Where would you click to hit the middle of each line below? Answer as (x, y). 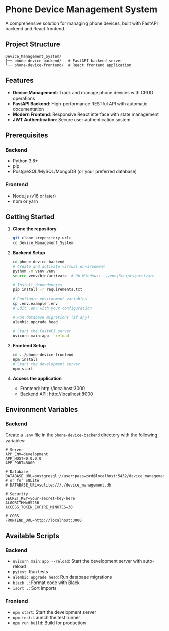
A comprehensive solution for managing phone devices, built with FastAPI (82, 23)
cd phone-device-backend (38, 262)
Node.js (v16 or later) (34, 196)
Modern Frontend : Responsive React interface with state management (86, 114)
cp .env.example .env (35, 304)
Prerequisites (27, 135)
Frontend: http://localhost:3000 (53, 388)
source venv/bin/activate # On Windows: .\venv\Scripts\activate (83, 276)
